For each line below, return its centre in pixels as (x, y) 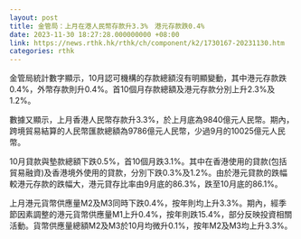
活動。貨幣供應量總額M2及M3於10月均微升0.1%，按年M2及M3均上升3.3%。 (151, 225)
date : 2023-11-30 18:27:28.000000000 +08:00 (94, 34)
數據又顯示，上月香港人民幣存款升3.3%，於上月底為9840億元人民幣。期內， (152, 120)
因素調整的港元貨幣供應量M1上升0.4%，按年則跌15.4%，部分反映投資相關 (155, 215)
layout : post (34, 18)
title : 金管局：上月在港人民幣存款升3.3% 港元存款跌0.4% (107, 26)
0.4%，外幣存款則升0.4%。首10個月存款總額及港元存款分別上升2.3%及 (142, 89)
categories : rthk (42, 51)
